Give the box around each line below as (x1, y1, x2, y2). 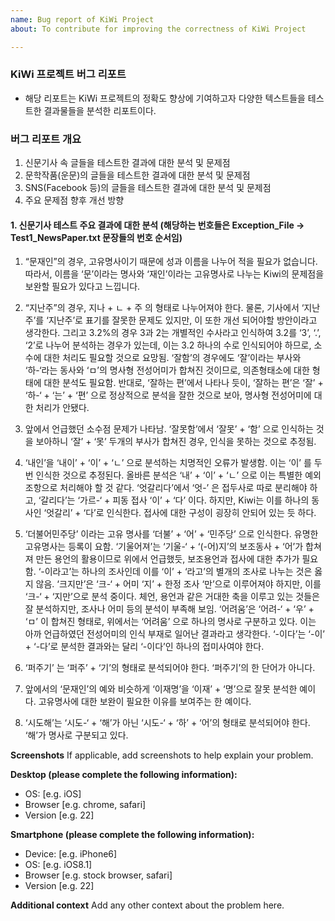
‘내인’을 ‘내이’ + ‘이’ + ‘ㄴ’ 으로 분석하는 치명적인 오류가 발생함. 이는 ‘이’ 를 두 (24, 457, 323, 469)
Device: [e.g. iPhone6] (24, 848, 118, 860)
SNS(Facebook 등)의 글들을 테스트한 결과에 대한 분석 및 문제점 (24, 182, 272, 194)
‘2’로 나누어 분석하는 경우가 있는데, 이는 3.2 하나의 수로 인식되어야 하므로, (24, 339, 312, 351)
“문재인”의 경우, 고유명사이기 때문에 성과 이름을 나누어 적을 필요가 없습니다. (24, 256, 318, 268)
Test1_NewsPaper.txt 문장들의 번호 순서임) (10, 231, 183, 243)
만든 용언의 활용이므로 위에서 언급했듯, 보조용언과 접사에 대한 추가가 (35, 553, 300, 565)
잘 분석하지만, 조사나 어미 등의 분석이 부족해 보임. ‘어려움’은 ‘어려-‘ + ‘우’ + (24, 603, 315, 615)
